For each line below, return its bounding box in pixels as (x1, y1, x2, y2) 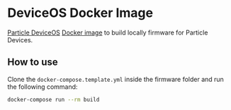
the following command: (7, 82, 78, 91)
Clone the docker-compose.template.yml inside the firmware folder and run (7, 75, 225, 83)
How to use (7, 56, 58, 68)
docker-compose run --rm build (7, 96, 100, 103)
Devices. (7, 35, 33, 44)
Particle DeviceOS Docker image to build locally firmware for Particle (7, 28, 208, 37)
